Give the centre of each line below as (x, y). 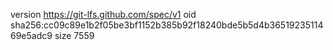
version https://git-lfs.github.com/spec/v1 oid (103, 14)
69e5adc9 (31, 35)
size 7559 (74, 35)
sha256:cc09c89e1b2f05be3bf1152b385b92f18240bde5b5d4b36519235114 (167, 25)
